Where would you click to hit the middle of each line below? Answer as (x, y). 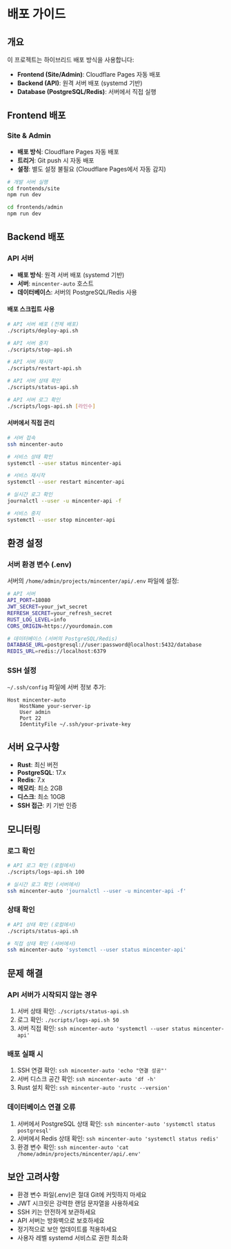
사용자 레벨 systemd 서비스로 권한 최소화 (72, 1238)
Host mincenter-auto (37, 700)
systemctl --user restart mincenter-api (66, 482)
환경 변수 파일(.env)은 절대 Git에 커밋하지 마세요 (82, 1195)
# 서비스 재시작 (26, 476)
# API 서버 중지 (28, 343)
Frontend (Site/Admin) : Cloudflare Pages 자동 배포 (89, 74)
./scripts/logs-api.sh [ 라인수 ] (51, 406)
